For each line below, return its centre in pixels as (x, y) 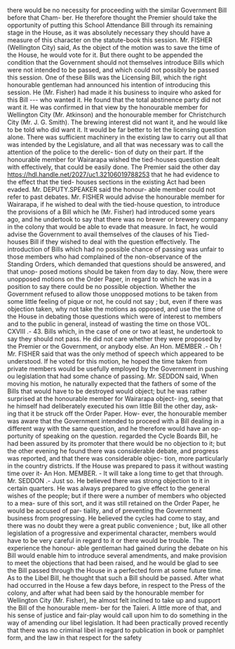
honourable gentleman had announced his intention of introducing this (109, 85)
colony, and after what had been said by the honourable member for (106, 593)
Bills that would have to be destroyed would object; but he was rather (107, 391)
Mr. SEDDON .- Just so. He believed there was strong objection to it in (108, 481)
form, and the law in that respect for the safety (75, 638)
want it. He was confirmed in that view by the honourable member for (108, 107)
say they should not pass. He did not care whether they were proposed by (114, 339)
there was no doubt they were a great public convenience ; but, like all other (117, 526)
